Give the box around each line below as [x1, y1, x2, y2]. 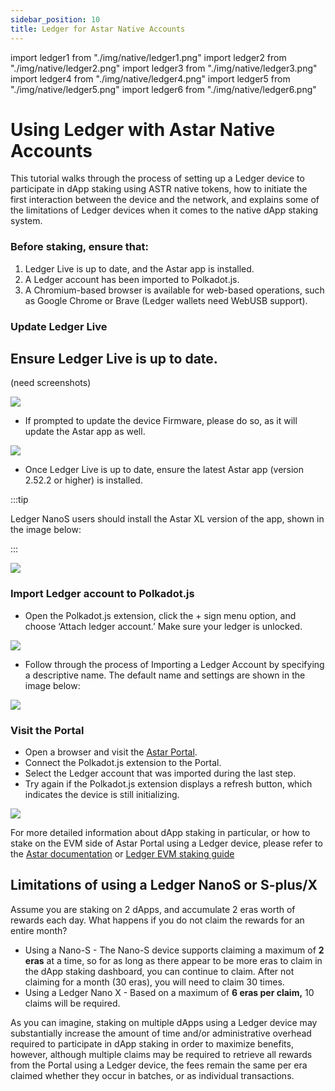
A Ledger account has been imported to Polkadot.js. [24, 273, 240, 285]
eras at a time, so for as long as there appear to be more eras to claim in [24, 954, 323, 966]
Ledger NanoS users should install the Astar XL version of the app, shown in [10, 513, 325, 525]
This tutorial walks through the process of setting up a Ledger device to [10, 172, 305, 185]
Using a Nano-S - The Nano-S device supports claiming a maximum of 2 [24, 944, 325, 956]
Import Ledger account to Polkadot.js [10, 587, 195, 601]
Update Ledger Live [10, 319, 108, 333]
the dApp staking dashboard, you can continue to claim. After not [24, 965, 295, 977]
